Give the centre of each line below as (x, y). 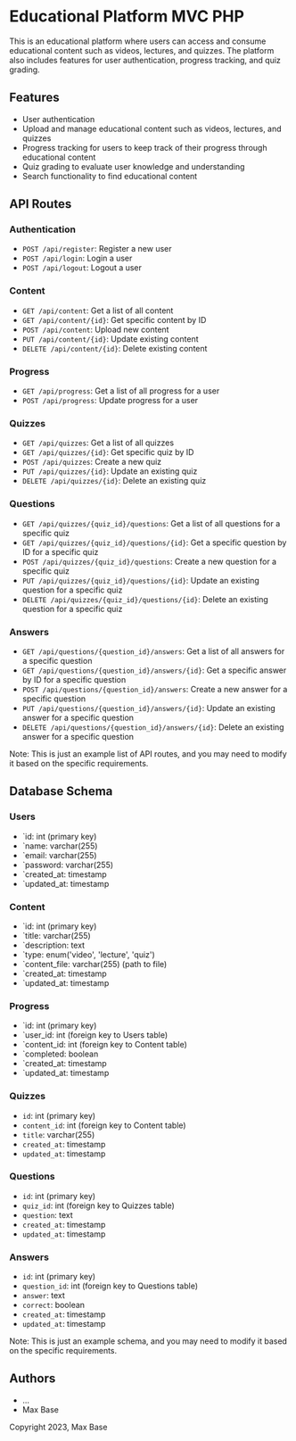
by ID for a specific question (74, 679)
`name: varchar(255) (60, 846)
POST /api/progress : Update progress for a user (110, 401)
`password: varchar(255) (68, 865)
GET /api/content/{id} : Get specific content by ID (114, 319)
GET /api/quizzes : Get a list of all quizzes (98, 443)
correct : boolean (53, 1305)
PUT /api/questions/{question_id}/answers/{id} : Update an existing (149, 708)
